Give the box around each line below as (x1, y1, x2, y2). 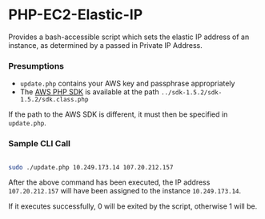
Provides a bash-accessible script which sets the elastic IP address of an (8, 32, 250, 42)
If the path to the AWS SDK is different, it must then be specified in (8, 109, 228, 119)
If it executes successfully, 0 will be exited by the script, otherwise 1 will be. (8, 201, 258, 211)
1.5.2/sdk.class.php (19, 96, 89, 104)
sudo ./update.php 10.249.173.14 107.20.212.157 (8, 163, 174, 171)
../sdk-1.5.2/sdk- (160, 89, 223, 97)
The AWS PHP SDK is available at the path (19, 87, 159, 97)
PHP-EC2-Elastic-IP (8, 6, 143, 24)
